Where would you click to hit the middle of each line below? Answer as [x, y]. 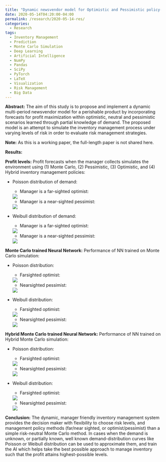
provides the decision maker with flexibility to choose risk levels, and [75, 423]
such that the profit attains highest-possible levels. [57, 455]
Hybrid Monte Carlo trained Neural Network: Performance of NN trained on [83, 334]
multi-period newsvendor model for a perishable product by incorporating [80, 112]
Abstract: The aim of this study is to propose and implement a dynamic [78, 106]
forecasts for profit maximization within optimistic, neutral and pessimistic [80, 117]
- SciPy [18, 70]
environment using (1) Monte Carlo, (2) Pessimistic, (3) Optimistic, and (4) [80, 167]
